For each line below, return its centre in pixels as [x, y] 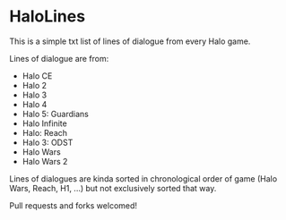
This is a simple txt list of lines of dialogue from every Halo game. [130, 41]
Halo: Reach [45, 132]
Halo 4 [35, 104]
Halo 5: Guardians [56, 114]
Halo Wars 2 [45, 161]
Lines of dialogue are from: [59, 58]
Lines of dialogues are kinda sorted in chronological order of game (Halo [143, 178]
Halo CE [37, 76]
